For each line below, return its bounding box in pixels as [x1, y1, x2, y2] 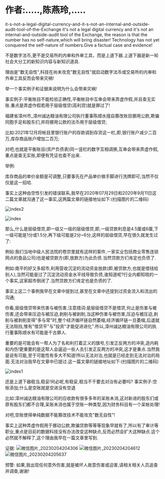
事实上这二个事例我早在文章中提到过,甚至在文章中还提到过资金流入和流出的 [5, 288, 158, 294]
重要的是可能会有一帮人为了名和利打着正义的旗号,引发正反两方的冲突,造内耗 [5, 340, 159, 346]
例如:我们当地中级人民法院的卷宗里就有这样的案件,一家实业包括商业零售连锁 [5, 248, 159, 254]
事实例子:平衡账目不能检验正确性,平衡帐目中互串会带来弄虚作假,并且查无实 [5, 96, 156, 102]
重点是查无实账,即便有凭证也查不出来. [5, 152, 81, 158]
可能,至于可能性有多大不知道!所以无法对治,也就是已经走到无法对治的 [18, 352, 156, 358]
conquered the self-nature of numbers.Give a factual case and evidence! [5, 42, 153, 48]
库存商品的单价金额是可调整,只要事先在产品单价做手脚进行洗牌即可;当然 [5, 173, 150, 179]
